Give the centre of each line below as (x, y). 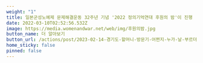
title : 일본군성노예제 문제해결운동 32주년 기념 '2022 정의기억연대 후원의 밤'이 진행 (99, 17)
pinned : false (24, 51)
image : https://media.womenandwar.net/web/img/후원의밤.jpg (81, 28)
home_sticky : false (31, 46)
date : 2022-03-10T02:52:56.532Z (47, 23)
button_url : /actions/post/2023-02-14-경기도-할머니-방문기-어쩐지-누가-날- (95, 40)
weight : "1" (21, 12)
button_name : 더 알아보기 (36, 34)
